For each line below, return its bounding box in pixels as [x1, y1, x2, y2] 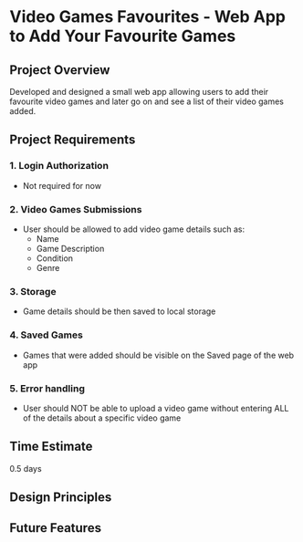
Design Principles [9, 490, 112, 506]
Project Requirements [9, 132, 136, 148]
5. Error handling [9, 381, 85, 394]
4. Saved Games [9, 328, 84, 341]
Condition [36, 253, 74, 264]
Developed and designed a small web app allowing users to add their [9, 87, 269, 97]
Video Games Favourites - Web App [9, 6, 286, 27]
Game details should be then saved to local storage [22, 306, 216, 317]
